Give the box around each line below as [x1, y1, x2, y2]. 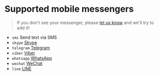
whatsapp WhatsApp [11, 55, 52, 61]
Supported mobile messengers [4, 3, 134, 15]
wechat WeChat [11, 60, 43, 66]
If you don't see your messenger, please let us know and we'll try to [16, 20, 154, 25]
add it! [16, 25, 30, 30]
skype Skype [11, 39, 37, 45]
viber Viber [11, 50, 35, 56]
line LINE [11, 65, 32, 72]
